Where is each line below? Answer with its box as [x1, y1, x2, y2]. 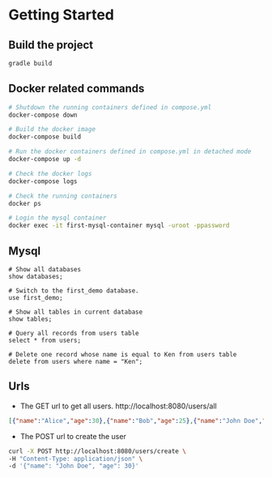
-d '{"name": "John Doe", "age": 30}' [8, 462, 139, 471]
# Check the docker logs [8, 169, 92, 177]
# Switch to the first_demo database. [8, 287, 139, 295]
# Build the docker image [8, 126, 96, 134]
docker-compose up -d [8, 156, 82, 164]
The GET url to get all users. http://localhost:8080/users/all [19, 401, 217, 411]
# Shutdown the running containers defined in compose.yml [8, 103, 212, 111]
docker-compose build [8, 133, 82, 141]
